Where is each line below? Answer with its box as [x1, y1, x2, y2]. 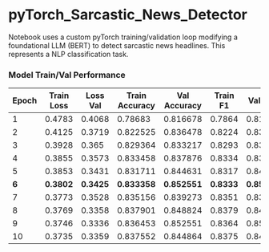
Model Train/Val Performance [8, 69, 126, 80]
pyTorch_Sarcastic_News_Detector [8, 6, 248, 24]
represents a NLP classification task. [8, 49, 129, 59]
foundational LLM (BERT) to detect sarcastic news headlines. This [8, 40, 226, 50]
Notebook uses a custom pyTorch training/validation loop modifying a [8, 32, 239, 42]
